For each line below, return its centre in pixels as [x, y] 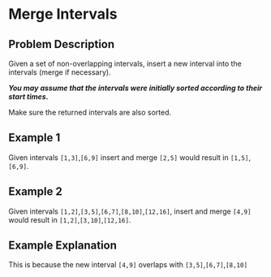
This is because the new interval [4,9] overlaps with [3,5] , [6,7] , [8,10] [128, 265]
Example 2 [35, 192]
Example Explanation [63, 246]
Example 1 [34, 138]
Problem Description [62, 44]
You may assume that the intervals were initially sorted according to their [135, 88]
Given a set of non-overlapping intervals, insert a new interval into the [125, 63]
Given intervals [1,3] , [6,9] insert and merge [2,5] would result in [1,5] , [130, 157]
